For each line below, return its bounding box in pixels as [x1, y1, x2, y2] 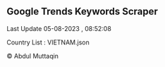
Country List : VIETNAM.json [6, 38, 90, 47]
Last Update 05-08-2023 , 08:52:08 [6, 24, 112, 32]
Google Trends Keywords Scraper [6, 6, 158, 18]
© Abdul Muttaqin [6, 51, 59, 60]
